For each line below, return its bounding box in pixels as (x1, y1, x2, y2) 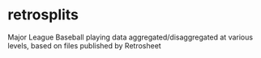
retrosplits (7, 6, 79, 24)
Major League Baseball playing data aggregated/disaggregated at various (7, 32, 253, 42)
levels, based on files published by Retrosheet (7, 40, 161, 50)
